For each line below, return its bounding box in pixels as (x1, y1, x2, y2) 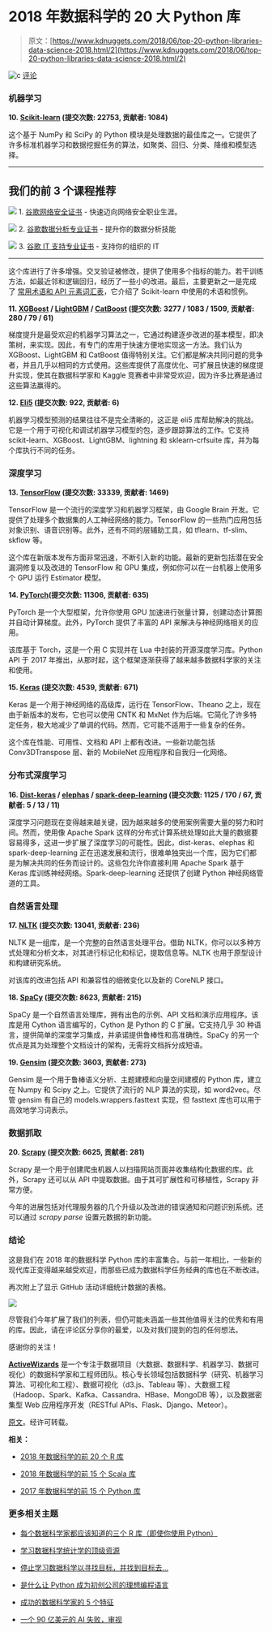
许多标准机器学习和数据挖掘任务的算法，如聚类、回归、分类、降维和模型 (8, 140, 249, 150)
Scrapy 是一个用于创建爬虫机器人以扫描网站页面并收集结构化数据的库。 (8, 1164, 247, 1174)
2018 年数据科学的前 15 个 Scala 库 (19, 1469, 136, 1479)
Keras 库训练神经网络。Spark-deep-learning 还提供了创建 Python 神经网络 (8, 868, 257, 878)
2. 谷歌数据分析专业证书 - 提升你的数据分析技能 (18, 224, 176, 234)
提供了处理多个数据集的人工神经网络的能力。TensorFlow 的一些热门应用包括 (8, 515, 262, 525)
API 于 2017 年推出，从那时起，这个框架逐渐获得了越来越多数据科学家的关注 (8, 655, 261, 665)
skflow (8, 535, 31, 545)
